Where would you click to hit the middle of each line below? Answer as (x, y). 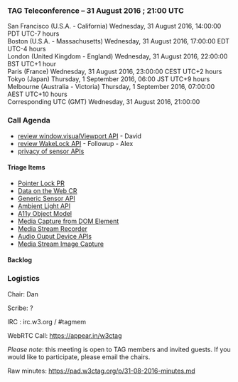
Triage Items (26, 167)
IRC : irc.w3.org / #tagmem (47, 321)
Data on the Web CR (47, 190)
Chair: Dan (23, 294)
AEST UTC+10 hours (37, 94)
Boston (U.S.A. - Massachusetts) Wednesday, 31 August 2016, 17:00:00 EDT (118, 41)
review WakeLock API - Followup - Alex (75, 143)
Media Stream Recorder (52, 228)
